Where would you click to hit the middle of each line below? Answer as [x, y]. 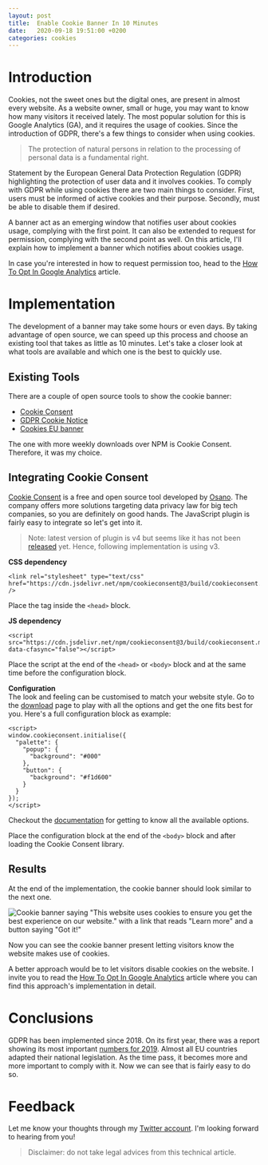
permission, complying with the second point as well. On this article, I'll [125, 240]
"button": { [42, 770]
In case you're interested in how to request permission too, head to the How [133, 264]
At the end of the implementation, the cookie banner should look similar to [130, 889]
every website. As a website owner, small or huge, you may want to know [129, 108]
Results [28, 869]
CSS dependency [38, 562]
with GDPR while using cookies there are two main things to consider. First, [132, 190]
